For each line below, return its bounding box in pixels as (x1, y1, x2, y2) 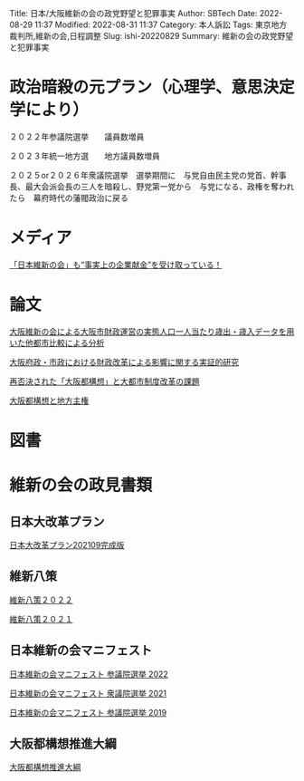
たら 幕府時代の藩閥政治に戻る (9, 192, 128, 203)
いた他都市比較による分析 (9, 337, 105, 348)
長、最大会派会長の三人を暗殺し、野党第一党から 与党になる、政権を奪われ (9, 180, 295, 192)
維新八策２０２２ (9, 594, 73, 605)
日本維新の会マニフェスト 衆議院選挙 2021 (9, 688, 167, 699)
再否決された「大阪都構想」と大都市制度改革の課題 (9, 375, 200, 387)
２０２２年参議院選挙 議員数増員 (9, 130, 145, 142)
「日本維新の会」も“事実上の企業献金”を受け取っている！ (9, 259, 223, 270)
